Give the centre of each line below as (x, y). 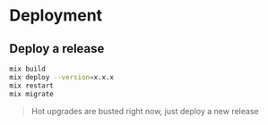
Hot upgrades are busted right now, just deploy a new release (145, 111)
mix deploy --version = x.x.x (62, 77)
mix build (28, 69)
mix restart (31, 86)
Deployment (56, 16)
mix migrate (31, 94)
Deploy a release (57, 49)
